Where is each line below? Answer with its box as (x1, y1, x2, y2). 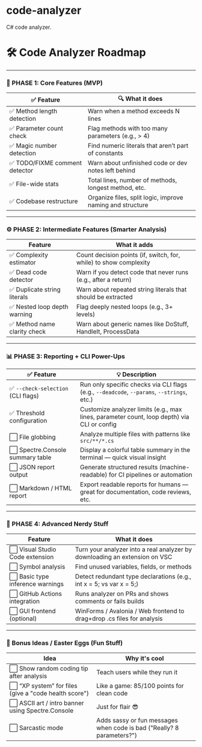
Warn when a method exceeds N (87, 107, 180, 115)
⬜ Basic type (9, 572, 49, 581)
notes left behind (87, 166, 135, 175)
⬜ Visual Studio (9, 545, 57, 553)
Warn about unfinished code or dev (87, 159, 188, 167)
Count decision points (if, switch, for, (76, 251, 180, 259)
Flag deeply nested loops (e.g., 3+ (76, 303, 173, 311)
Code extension (9, 553, 54, 561)
